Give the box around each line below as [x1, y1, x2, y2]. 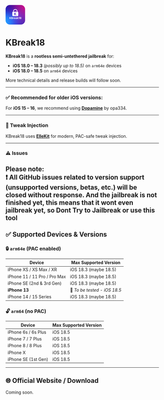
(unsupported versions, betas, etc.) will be [5, 183, 137, 191]
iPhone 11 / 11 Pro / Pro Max [7, 274, 66, 279]
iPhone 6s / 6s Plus [7, 329, 47, 335]
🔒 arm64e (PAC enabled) [5, 245, 61, 252]
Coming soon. [5, 389, 34, 395]
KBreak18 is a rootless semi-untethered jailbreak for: [5, 53, 114, 59]
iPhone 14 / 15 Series [7, 294, 52, 300]
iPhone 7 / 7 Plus [7, 336, 42, 342]
